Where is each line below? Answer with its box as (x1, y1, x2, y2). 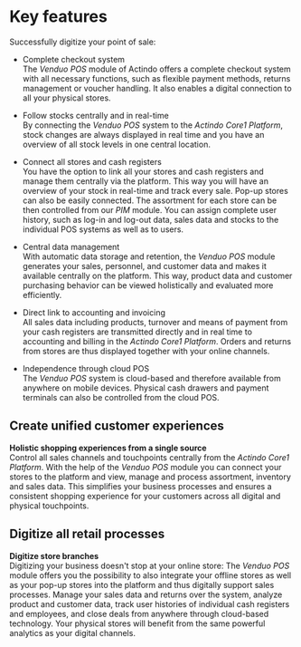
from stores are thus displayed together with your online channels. (22, 345, 270, 356)
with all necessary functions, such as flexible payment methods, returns (22, 72, 291, 83)
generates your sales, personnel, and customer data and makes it (22, 260, 267, 271)
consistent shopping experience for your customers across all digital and (9, 490, 281, 501)
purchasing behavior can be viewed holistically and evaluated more (22, 279, 274, 291)
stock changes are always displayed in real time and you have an (22, 129, 265, 140)
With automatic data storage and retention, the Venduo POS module (22, 251, 276, 262)
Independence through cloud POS (22, 362, 150, 373)
